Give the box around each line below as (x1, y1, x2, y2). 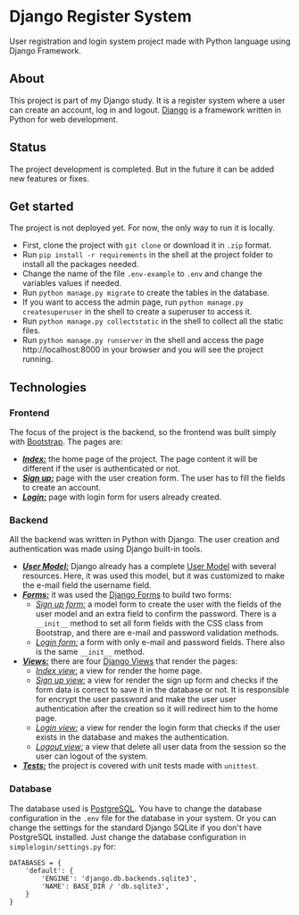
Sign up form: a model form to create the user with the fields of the (35, 599, 282, 609)
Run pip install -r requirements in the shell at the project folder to (21, 249, 274, 260)
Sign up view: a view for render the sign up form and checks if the (35, 675, 279, 685)
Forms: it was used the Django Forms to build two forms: (21, 590, 232, 600)
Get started (9, 198, 74, 214)
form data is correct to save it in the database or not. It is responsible (35, 684, 290, 695)
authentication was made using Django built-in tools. (9, 543, 203, 555)
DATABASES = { (9, 858, 62, 868)
